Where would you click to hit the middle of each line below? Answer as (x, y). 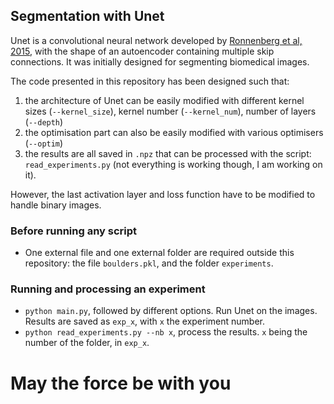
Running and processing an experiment (108, 289)
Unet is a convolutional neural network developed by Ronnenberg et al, (156, 40)
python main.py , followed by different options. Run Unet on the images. (171, 311)
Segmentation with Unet (87, 16)
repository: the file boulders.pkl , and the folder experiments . (149, 263)
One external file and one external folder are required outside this (159, 253)
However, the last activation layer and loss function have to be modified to (163, 194)
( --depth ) (44, 121)
